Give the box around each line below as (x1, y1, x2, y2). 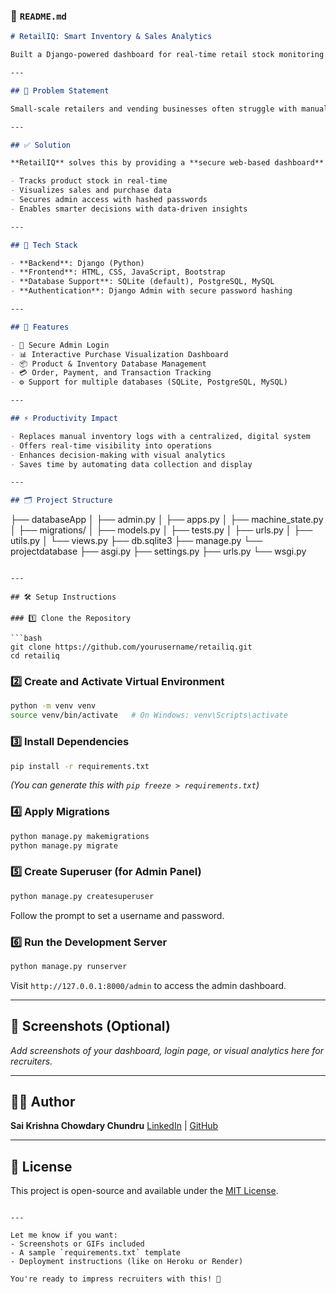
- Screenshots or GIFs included (10, 1239, 145, 1249)
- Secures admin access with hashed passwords (10, 195, 208, 205)
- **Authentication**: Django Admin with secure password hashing (10, 286, 293, 296)
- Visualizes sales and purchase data (10, 185, 172, 196)
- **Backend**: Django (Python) (10, 258, 145, 268)
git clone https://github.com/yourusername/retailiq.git (10, 642, 253, 653)
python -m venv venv (10, 701, 97, 711)
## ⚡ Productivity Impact (10, 414, 118, 424)
